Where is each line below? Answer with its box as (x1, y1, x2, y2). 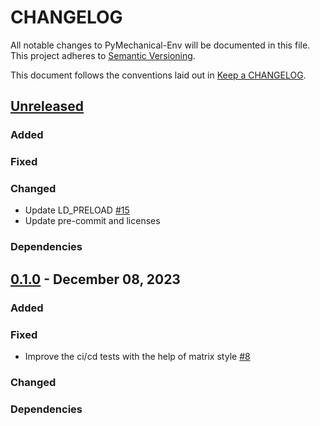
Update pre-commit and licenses (24, 215, 161, 227)
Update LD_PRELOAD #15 (24, 204, 130, 216)
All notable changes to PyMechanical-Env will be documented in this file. (10, 39, 311, 51)
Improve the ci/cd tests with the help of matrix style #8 (24, 351, 251, 362)
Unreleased (10, 98, 85, 115)
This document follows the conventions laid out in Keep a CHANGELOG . (10, 69, 307, 81)
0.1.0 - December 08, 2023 (10, 271, 181, 288)
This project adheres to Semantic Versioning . (10, 49, 196, 61)
